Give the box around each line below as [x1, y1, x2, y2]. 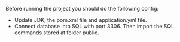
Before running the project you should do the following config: [5, 5, 159, 12]
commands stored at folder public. [14, 29, 99, 36]
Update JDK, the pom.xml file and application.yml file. [14, 17, 147, 23]
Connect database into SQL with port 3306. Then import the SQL [14, 23, 175, 30]
